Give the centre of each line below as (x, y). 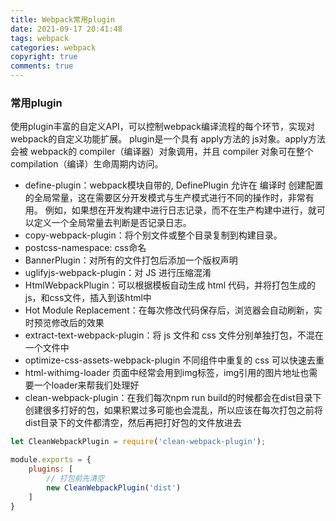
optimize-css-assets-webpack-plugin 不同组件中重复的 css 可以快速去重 (174, 360)
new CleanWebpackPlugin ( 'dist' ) (114, 487)
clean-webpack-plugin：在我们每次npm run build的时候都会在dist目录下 (173, 398)
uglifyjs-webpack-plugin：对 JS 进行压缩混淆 (118, 273)
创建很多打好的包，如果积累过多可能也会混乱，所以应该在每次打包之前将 (173, 410)
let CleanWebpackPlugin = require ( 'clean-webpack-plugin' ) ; (138, 442)
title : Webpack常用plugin (62, 19)
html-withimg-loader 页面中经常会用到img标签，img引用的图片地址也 (167, 373)
